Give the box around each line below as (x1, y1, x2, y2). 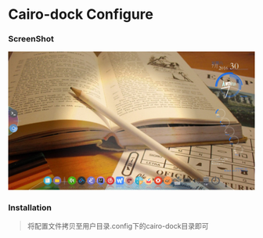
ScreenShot (8, 34, 55, 45)
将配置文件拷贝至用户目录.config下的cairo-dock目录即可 (27, 221, 209, 230)
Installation (8, 202, 52, 213)
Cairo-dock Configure (8, 5, 154, 23)
